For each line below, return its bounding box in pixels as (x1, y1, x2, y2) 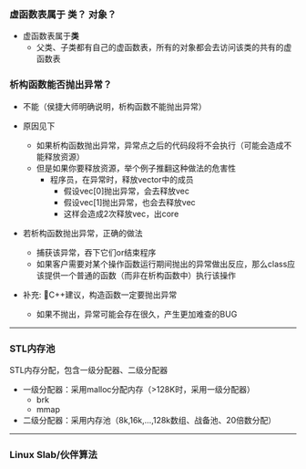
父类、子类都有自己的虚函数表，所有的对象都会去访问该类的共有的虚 (36, 42, 292, 53)
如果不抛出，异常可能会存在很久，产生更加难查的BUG (36, 308, 238, 319)
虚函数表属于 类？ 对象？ (9, 7, 117, 20)
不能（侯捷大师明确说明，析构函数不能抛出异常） (22, 100, 207, 111)
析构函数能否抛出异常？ (9, 78, 112, 91)
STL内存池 (9, 342, 56, 355)
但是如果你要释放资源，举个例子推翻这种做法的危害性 (36, 162, 237, 173)
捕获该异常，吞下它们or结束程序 (36, 246, 157, 257)
